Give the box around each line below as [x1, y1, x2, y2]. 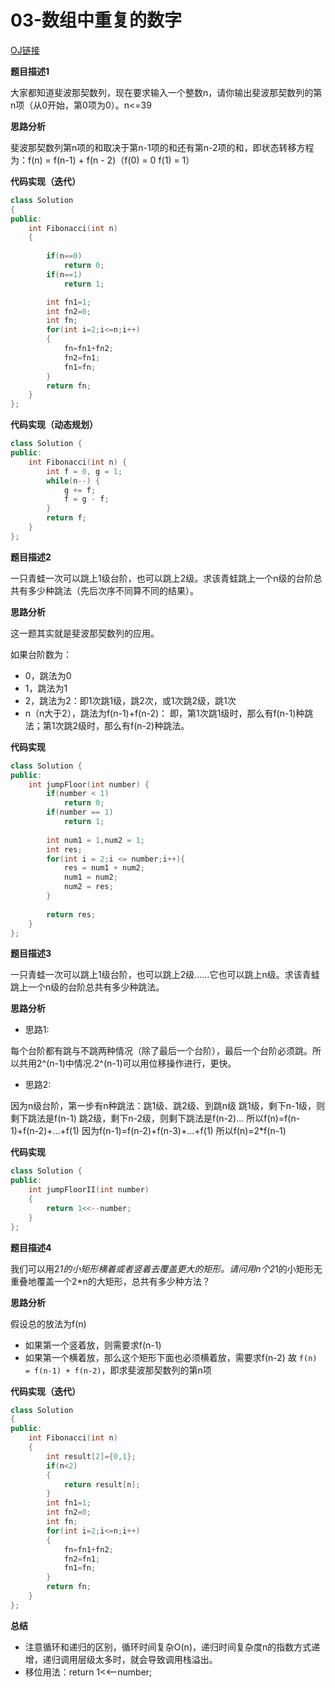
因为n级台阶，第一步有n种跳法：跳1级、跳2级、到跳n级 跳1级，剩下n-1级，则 [10, 1100, 326, 1112]
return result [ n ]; [63, 1479, 141, 1490]
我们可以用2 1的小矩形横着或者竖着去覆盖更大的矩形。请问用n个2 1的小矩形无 [10, 1262, 323, 1275]
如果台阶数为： [10, 648, 72, 660]
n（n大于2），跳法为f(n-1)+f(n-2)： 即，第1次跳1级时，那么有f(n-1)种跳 [24, 707, 314, 719]
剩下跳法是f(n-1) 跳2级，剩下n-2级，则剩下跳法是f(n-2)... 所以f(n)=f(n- [10, 1112, 301, 1125]
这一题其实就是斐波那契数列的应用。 [10, 627, 160, 639]
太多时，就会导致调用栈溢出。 [94, 1653, 218, 1665]
